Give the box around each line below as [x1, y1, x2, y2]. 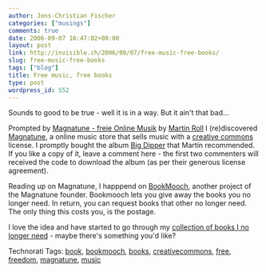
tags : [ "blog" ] [8, 64, 59, 72]
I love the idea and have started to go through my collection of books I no [8, 222, 249, 232]
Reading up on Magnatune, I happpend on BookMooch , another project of [8, 182, 252, 191]
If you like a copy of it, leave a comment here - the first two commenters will [8, 149, 259, 158]
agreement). [8, 166, 50, 176]
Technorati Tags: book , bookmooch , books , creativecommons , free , [8, 246, 232, 256]
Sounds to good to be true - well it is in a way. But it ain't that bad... [8, 108, 229, 118]
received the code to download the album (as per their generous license [8, 158, 246, 167]
